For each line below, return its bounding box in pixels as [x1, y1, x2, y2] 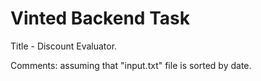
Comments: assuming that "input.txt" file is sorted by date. [10, 59, 252, 71]
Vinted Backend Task [10, 7, 190, 30]
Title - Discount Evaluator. [10, 40, 118, 52]
